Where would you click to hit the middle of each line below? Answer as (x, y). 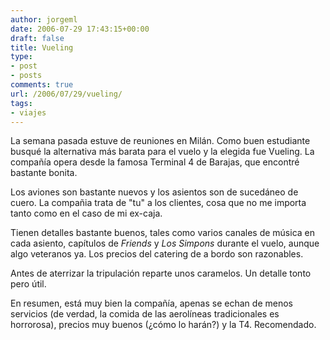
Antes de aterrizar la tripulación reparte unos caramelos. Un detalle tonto (161, 273)
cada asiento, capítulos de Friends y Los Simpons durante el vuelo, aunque (165, 243)
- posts (26, 76)
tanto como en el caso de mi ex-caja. (86, 213)
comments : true (42, 85)
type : (21, 57)
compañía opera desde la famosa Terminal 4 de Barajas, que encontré (155, 162)
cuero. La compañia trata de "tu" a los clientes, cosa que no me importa (158, 203)
